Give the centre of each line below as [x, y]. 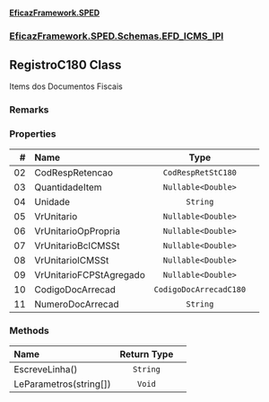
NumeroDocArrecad [77, 304]
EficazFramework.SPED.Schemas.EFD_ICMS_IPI [117, 36]
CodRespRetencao [74, 173]
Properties [33, 134]
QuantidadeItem [68, 187]
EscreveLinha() [46, 369]
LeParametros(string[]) [62, 384]
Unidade [52, 201]
